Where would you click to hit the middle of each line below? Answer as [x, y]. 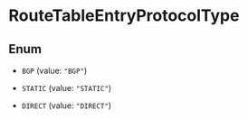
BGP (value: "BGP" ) [54, 70]
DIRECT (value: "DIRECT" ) [67, 105]
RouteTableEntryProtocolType [124, 16]
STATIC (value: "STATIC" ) [67, 88]
